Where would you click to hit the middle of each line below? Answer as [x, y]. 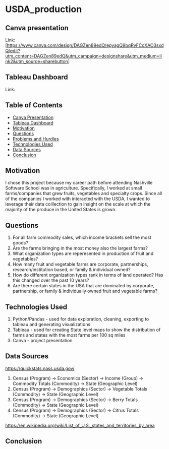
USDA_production [44, 9]
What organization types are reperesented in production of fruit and [83, 253]
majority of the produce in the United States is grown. [61, 210]
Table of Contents [34, 105]
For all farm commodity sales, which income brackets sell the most [82, 237]
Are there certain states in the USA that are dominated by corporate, [83, 286]
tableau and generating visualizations [51, 325]
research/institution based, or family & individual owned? [72, 270]
